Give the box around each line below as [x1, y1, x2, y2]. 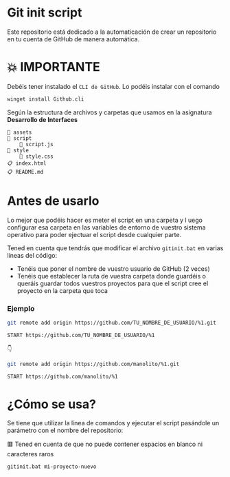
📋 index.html [7, 160, 47, 167]
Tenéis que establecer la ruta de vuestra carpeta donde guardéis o [16, 272, 206, 280]
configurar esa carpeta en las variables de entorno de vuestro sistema [7, 223, 206, 232]
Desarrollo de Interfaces [7, 115, 78, 123]
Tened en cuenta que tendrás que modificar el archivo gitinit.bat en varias [7, 243, 224, 252]
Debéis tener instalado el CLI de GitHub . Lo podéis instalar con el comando [7, 82, 220, 90]
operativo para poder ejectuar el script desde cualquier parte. [7, 230, 182, 238]
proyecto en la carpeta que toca [16, 286, 108, 294]
